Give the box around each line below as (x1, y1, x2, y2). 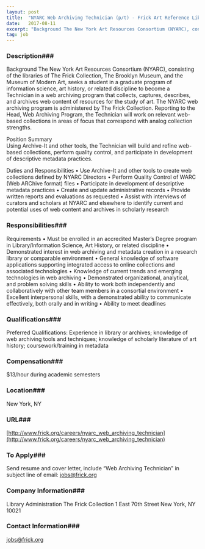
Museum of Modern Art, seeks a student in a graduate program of (6, 79, 172, 86)
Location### (6, 386, 46, 395)
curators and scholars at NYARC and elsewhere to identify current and (6, 199, 183, 207)
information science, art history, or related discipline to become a (6, 85, 170, 92)
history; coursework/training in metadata (6, 342, 109, 350)
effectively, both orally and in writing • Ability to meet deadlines (6, 300, 167, 307)
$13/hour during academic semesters (6, 371, 101, 378)
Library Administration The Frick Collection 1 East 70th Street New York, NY (6, 500, 196, 508)
